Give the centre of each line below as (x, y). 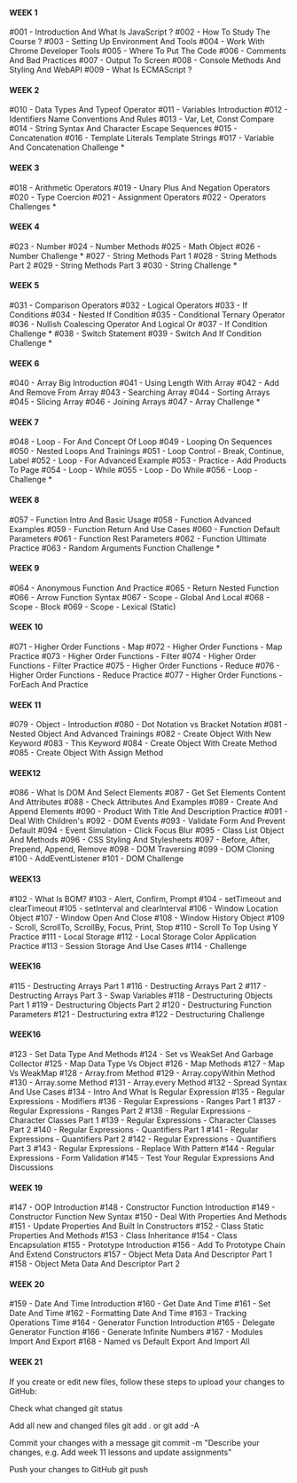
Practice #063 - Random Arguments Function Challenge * (114, 548)
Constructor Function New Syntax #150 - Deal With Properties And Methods (148, 1217)
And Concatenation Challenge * (67, 147)
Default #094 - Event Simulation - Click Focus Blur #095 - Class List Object (147, 830)
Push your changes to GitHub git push (79, 1469)
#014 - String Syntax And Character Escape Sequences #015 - (123, 129)
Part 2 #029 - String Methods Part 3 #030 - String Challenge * (123, 265)
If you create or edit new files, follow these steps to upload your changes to (147, 1381)
